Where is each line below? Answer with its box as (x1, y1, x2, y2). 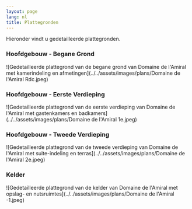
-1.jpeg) (6, 196, 25, 203)
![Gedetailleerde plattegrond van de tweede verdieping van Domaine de (6, 144, 179, 151)
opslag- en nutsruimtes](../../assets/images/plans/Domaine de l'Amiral (6, 190, 174, 197)
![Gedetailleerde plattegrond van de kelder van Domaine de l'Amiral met (6, 184, 178, 191)
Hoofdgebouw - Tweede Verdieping (6, 130, 110, 138)
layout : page (6, 8, 38, 15)
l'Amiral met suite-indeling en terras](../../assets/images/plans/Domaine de (6, 150, 186, 157)
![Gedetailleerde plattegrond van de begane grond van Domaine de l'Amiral (6, 63, 187, 70)
